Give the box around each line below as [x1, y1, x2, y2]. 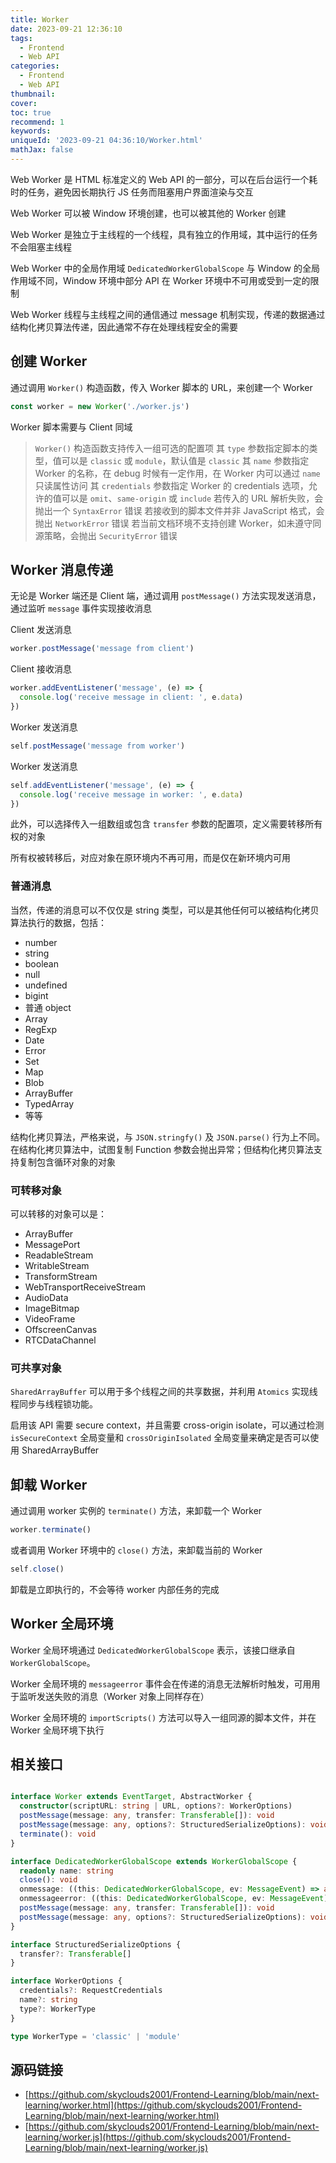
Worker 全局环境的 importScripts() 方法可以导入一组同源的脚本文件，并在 [10, 1711, 317, 1723]
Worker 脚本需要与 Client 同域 [10, 421, 133, 433]
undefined [24, 979, 68, 991]
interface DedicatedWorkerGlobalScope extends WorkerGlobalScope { [10, 1856, 298, 1866]
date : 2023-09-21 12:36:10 [10, 24, 123, 34]
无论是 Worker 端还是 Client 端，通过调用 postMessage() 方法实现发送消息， [10, 590, 322, 602]
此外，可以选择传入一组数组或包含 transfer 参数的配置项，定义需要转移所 [10, 818, 315, 830]
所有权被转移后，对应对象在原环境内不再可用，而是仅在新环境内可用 [10, 852, 291, 864]
